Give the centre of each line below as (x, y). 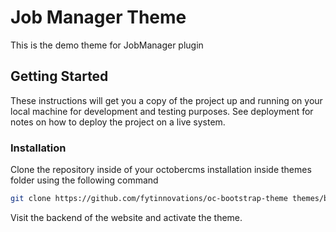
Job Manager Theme (98, 17)
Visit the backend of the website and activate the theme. (126, 217)
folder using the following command (84, 180)
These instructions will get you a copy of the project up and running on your (166, 100)
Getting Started (59, 76)
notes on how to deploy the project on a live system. (118, 122)
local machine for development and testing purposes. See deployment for (162, 111)
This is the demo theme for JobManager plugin (107, 45)
